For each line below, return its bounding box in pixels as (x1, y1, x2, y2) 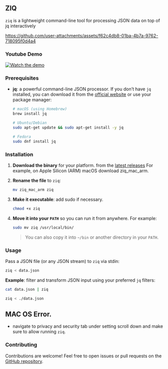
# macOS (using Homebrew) (12, 107, 67, 112)
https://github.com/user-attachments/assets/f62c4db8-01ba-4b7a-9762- (5, 32, 158, 38)
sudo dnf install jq (12, 139, 56, 144)
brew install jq (12, 111, 47, 117)
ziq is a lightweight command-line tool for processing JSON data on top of (5, 17, 160, 23)
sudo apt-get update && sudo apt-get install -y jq (12, 125, 124, 130)
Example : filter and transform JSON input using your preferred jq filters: (5, 277, 155, 283)
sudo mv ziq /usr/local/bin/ (12, 225, 74, 230)
